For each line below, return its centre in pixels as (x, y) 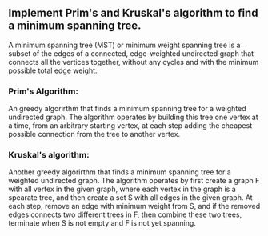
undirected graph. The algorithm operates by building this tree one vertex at (133, 117)
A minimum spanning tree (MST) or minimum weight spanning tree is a (124, 45)
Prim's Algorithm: (43, 91)
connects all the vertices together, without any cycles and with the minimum (134, 62)
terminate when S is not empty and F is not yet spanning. (102, 223)
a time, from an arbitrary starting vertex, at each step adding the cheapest (130, 126)
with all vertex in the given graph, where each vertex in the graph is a (122, 189)
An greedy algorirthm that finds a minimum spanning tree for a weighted (127, 109)
